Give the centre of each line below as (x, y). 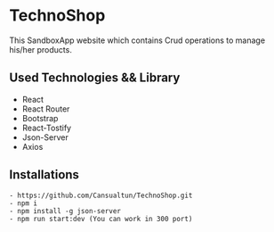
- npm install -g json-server (65, 211)
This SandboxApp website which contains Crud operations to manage (137, 40)
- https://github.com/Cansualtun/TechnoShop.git (101, 195)
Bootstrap (40, 118)
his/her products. (41, 49)
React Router (46, 109)
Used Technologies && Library (95, 78)
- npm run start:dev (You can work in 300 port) (101, 219)
